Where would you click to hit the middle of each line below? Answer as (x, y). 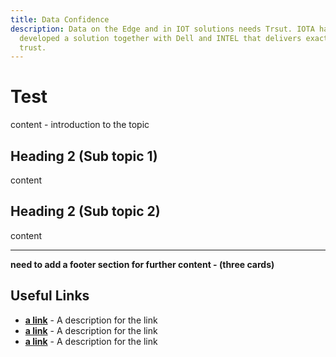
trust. (33, 47)
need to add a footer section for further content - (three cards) (142, 264)
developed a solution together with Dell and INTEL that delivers (160, 38)
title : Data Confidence (60, 19)
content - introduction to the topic (80, 125)
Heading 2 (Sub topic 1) (84, 156)
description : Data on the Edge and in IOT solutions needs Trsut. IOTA (162, 29)
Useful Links (50, 296)
